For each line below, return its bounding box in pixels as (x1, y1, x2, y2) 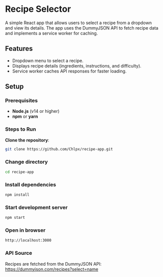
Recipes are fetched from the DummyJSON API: (5, 261, 102, 267)
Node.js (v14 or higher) (12, 108, 60, 114)
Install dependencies (5, 181, 56, 188)
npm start (5, 215, 26, 220)
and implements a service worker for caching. (5, 30, 98, 36)
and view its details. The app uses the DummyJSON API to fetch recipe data (5, 25, 159, 31)
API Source (5, 250, 32, 257)
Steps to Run (5, 126, 36, 133)
